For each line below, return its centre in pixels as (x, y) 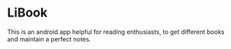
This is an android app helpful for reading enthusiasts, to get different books (116, 32)
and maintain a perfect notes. (49, 39)
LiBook (27, 13)
